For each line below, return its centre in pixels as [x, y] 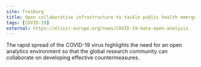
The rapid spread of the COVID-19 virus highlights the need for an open [94, 45]
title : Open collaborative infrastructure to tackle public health [92, 17]
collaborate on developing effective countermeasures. [73, 58]
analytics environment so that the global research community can [87, 52]
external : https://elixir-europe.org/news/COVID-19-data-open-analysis [97, 28]
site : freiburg [25, 12]
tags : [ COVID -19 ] [28, 23]
